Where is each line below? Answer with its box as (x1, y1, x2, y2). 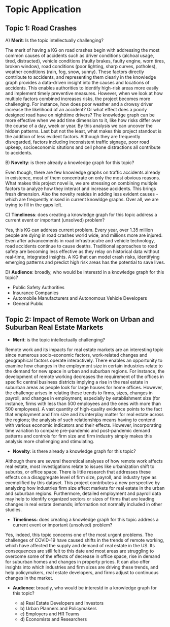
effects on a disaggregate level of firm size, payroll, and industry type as (5, 474, 157, 480)
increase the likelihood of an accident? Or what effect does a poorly (5, 107, 147, 112)
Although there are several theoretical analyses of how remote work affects (5, 458, 163, 464)
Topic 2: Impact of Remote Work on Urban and (5, 315, 154, 324)
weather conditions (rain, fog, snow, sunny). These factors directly (5, 69, 145, 75)
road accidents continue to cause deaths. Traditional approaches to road (5, 243, 157, 249)
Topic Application (5, 4, 81, 15)
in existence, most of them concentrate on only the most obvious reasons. (5, 175, 161, 181)
